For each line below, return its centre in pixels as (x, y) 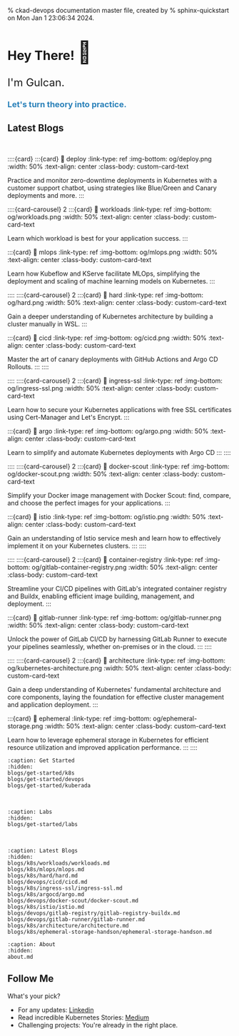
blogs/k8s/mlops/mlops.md (46, 870)
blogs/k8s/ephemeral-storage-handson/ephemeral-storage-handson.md (110, 932)
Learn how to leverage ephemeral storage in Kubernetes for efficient (108, 740)
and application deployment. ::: (53, 705)
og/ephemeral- (175, 718)
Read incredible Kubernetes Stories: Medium (83, 1017)
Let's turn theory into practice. (67, 105)
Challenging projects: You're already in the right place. (98, 1025)
